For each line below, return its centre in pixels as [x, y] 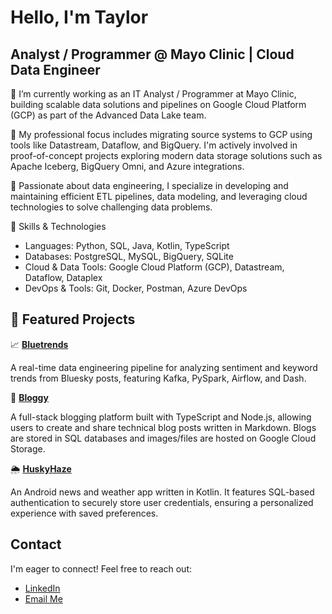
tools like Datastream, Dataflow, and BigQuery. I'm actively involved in [154, 145]
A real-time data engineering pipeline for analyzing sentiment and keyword [164, 367]
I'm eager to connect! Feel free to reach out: [101, 568]
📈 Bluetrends [39, 344]
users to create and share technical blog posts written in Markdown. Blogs [163, 427]
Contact [36, 544]
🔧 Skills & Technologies [58, 226]
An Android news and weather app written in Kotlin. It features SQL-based [162, 492]
